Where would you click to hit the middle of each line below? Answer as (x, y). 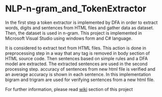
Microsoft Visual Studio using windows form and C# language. (69, 38)
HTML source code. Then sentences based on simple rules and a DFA (77, 58)
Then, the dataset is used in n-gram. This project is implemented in (74, 33)
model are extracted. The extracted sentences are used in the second (76, 64)
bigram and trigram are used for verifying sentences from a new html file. (80, 80)
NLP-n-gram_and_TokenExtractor (76, 9)
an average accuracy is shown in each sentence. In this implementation (78, 74)
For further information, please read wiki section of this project (69, 89)
